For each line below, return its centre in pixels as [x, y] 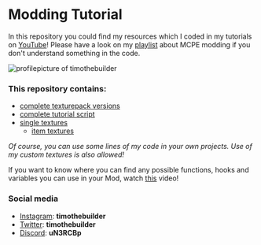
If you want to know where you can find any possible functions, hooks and [129, 170]
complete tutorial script [57, 114]
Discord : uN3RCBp [50, 232]
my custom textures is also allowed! [66, 154]
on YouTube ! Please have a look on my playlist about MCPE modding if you [129, 44]
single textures [44, 123]
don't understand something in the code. [74, 53]
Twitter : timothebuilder [57, 224]
